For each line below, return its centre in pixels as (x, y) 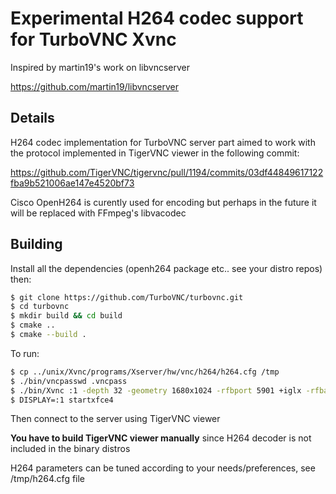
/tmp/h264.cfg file (48, 479)
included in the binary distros (70, 449)
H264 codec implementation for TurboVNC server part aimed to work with (163, 142)
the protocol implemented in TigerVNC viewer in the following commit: (155, 153)
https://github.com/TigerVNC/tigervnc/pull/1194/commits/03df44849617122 (167, 172)
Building (36, 244)
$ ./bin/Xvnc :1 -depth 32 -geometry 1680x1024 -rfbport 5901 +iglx (156, 390)
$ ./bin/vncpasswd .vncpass (69, 381)
